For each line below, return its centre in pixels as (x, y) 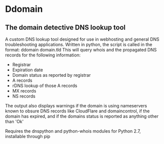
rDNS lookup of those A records (45, 86)
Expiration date (28, 70)
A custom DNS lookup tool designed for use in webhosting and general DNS (82, 39)
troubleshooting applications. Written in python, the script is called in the (79, 45)
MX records (24, 91)
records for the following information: (43, 55)
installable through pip (28, 136)
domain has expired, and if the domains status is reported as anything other (82, 116)
